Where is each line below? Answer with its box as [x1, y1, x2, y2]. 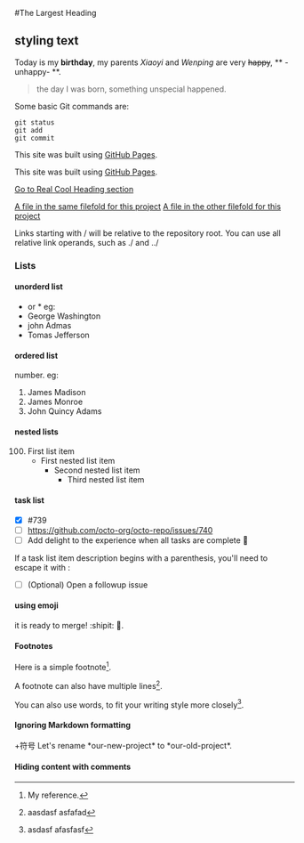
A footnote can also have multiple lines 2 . [14, 678, 163, 691]
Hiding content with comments [14, 761, 132, 772]
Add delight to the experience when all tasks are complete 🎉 [27, 534, 248, 546]
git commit [14, 134, 55, 142]
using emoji [14, 600, 59, 611]
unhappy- [14, 66, 51, 77]
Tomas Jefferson [27, 329, 90, 340]
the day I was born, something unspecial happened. [36, 84, 227, 94]
